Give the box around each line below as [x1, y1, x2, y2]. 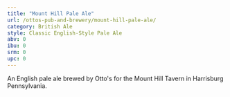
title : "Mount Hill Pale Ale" [7, 10, 95, 17]
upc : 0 [7, 55, 26, 62]
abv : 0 [7, 36, 26, 43]
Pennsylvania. [7, 81, 47, 90]
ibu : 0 [7, 42, 26, 49]
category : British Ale [7, 23, 73, 30]
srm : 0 [7, 49, 26, 56]
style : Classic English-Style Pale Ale [7, 29, 123, 37]
